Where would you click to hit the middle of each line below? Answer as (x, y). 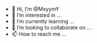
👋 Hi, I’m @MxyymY (36, 9)
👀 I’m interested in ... (36, 15)
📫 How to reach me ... (39, 34)
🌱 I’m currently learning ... (43, 21)
